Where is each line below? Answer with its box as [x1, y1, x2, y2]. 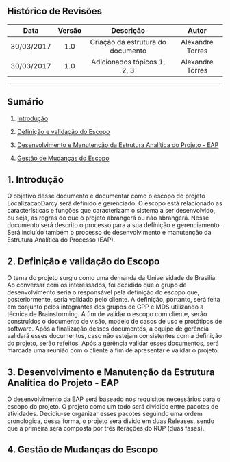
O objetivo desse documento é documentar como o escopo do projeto [7, 192, 205, 201]
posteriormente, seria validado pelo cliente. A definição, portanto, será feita [7, 296, 220, 304]
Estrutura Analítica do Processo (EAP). [7, 235, 116, 244]
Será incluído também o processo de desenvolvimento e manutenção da [7, 229, 212, 237]
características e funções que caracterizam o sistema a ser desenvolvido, [7, 207, 216, 215]
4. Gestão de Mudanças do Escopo [7, 444, 159, 456]
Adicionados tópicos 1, [91, 57, 166, 66]
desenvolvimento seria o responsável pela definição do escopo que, [7, 288, 200, 296]
